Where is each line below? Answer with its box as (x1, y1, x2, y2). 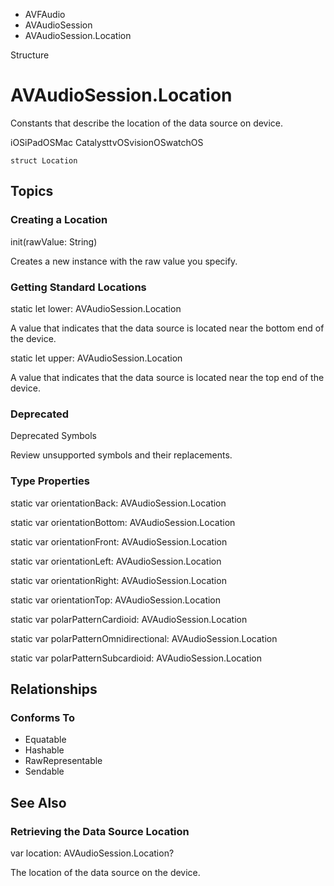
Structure (10, 49, 50, 61)
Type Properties (10, 474, 90, 488)
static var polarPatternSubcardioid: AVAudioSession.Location (10, 652, 262, 664)
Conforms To (10, 710, 75, 724)
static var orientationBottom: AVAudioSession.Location (10, 516, 236, 528)
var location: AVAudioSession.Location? (10, 847, 175, 859)
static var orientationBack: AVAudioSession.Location (10, 497, 227, 509)
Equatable (24, 734, 67, 746)
